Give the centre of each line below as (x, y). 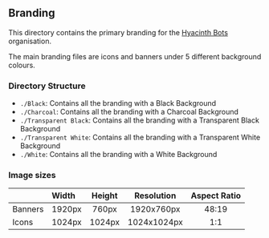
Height (104, 196)
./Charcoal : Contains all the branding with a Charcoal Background (129, 112)
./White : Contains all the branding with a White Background (118, 155)
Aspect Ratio (216, 196)
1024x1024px (155, 222)
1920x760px (155, 209)
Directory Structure (47, 86)
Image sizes (32, 175)
